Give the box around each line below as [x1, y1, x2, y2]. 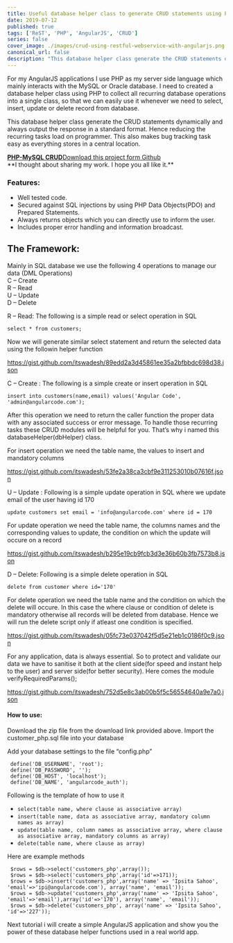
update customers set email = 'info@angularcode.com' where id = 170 [7, 508, 213, 516]
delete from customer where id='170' [7, 583, 116, 590]
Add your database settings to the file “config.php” [7, 747, 153, 756]
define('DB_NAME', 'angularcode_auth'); [10, 779, 129, 786]
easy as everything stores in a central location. [7, 140, 141, 148]
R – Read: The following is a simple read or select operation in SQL [7, 312, 198, 320]
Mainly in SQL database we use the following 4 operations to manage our [7, 261, 217, 269]
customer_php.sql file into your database [7, 734, 124, 742]
